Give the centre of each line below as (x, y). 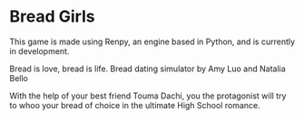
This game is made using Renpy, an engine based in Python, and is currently (152, 42)
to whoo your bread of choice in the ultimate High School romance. (135, 105)
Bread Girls (52, 17)
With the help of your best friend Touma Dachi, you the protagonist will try (148, 96)
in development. (39, 51)
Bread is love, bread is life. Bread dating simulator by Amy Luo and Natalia (147, 69)
